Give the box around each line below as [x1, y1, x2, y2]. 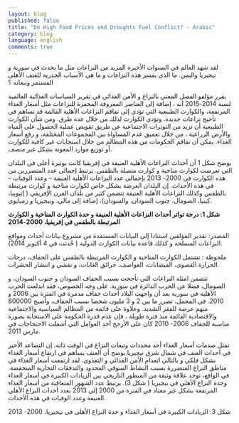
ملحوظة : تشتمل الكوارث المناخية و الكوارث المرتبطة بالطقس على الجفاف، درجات [8, 253, 227, 261]
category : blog [8, 30, 53, 38]
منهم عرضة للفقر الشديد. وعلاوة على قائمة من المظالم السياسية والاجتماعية [8, 304, 208, 313]
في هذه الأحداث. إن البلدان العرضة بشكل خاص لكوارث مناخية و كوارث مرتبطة [8, 181, 214, 189]
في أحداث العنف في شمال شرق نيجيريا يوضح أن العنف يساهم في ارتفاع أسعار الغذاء [8, 348, 231, 356]
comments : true [8, 43, 53, 50]
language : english [8, 37, 63, 44]
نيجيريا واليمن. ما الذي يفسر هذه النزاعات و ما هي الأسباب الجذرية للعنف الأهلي [8, 70, 216, 79]
